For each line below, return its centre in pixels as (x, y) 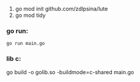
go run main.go (26, 44)
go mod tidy (30, 15)
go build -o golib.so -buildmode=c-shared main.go (70, 72)
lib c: (14, 59)
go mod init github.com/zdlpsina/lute (61, 9)
